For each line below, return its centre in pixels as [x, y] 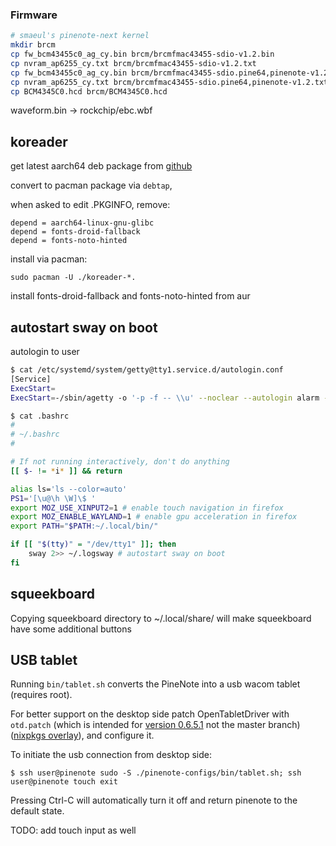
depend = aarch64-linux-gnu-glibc [82, 223]
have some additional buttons [71, 629]
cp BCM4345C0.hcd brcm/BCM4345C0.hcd [89, 91]
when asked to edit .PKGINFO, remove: [90, 205]
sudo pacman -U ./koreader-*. [73, 278]
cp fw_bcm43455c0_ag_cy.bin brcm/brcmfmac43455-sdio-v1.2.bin [142, 54]
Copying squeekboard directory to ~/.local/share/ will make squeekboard [161, 618]
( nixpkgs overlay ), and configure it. [82, 735]
